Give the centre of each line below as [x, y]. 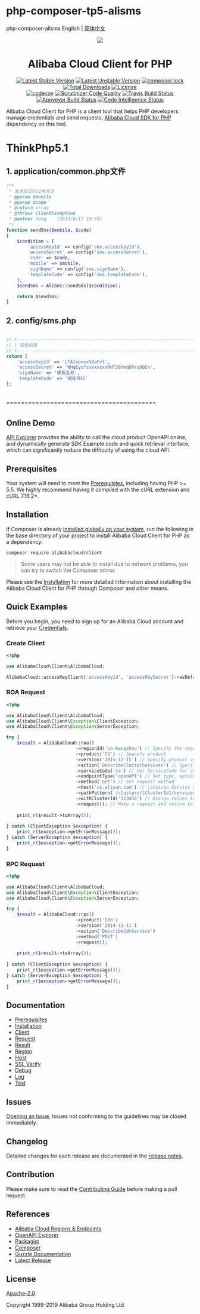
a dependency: [25, 541]
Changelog [27, 1142]
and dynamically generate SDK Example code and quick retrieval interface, [98, 444]
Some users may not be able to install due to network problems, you [104, 563]
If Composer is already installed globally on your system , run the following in [100, 529]
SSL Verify [28, 1064]
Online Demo [31, 423]
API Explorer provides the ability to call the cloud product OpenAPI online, [96, 437]
